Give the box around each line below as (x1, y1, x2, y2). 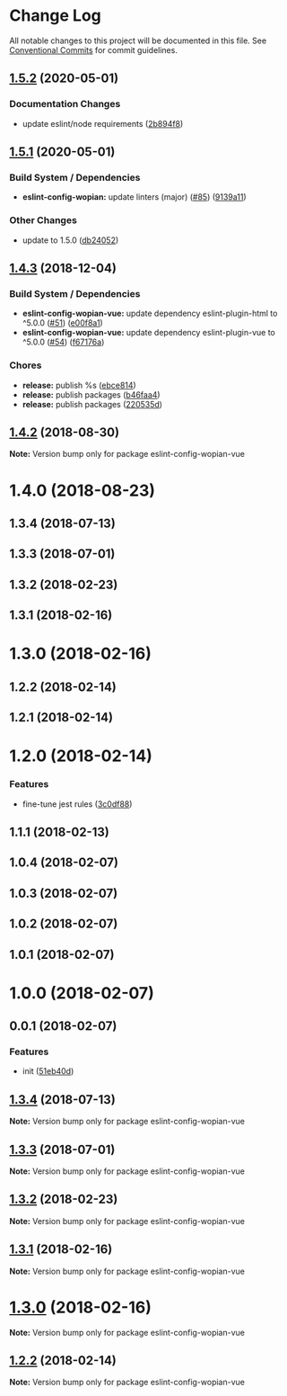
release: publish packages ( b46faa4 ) (22, 389, 161, 400)
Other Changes (9, 214, 78, 227)
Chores (9, 359, 42, 371)
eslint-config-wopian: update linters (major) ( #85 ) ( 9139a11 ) (22, 192, 247, 202)
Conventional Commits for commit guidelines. (9, 44, 178, 55)
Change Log (9, 5, 101, 26)
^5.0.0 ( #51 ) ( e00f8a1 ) (22, 318, 103, 328)
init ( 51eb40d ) (22, 1066, 74, 1077)
